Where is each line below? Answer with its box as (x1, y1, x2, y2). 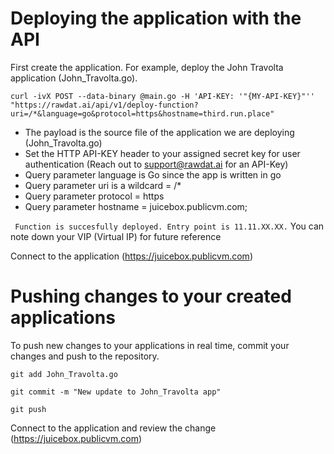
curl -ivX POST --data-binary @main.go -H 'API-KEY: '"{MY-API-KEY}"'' (10, 91, 315, 101)
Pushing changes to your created (10, 285, 292, 308)
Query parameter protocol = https (24, 190, 165, 202)
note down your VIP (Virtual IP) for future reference (10, 230, 222, 242)
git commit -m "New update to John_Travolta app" (10, 387, 222, 397)
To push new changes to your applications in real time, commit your (10, 339, 290, 351)
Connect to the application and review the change (10, 422, 217, 434)
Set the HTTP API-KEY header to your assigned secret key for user (24, 147, 301, 159)
